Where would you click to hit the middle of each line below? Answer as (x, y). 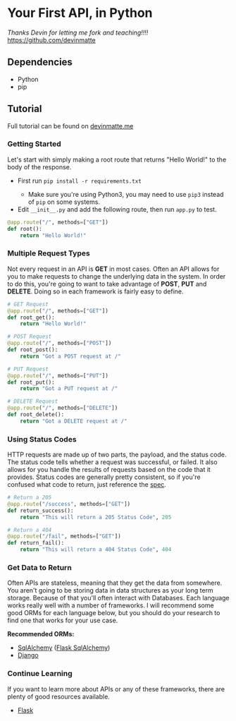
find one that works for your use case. (63, 620)
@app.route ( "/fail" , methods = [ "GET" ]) (64, 537)
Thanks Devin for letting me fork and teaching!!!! (78, 32)
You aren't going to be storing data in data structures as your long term (110, 590)
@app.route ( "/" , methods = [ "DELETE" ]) (63, 408)
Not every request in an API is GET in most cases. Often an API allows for (113, 269)
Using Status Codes (42, 439)
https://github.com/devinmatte (52, 40)
